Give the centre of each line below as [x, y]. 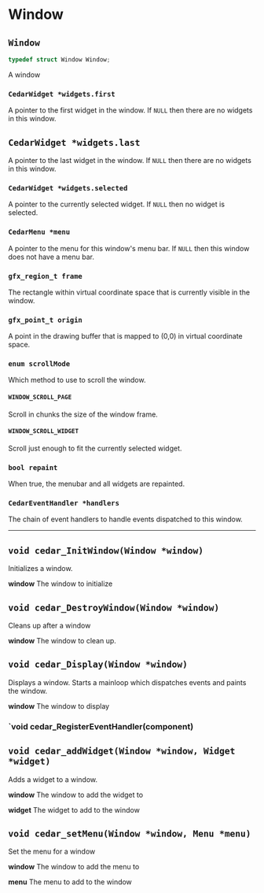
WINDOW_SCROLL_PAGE [40, 398]
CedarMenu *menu [39, 232]
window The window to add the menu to [74, 867]
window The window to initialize [60, 584]
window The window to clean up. [62, 641]
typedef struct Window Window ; [59, 60]
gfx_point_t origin [45, 320]
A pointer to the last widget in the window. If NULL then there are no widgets [130, 160]
